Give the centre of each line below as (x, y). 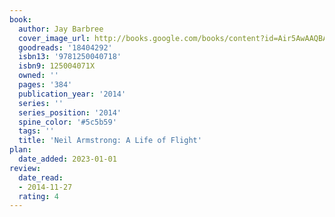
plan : (20, 150)
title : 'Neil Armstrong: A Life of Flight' (110, 141)
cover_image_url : (54, 38)
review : (25, 168)
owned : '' (38, 76)
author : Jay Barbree (61, 29)
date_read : (41, 177)
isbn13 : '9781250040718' (70, 57)
